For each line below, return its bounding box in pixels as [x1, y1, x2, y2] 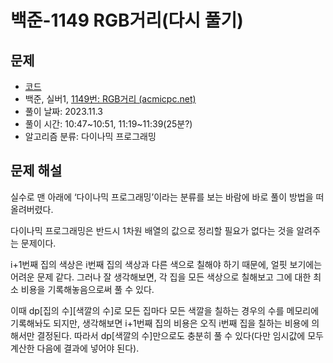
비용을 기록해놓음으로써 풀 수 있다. [20, 283, 155, 295]
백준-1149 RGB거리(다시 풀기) [10, 9, 244, 32]
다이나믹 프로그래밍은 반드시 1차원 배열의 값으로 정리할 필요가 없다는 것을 [10, 224, 295, 236]
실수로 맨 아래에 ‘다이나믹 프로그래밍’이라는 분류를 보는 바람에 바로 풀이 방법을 [10, 191, 314, 203]
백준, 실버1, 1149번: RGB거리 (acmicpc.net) [24, 93, 197, 105]
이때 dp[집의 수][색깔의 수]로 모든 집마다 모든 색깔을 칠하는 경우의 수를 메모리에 [10, 304, 320, 316]
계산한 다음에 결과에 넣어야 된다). [10, 342, 140, 354]
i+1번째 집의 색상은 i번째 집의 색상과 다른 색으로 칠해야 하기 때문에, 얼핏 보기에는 [10, 258, 323, 270]
